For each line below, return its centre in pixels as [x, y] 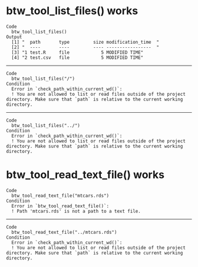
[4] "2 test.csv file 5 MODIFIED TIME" [77, 57]
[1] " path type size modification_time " [85, 42]
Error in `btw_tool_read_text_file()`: [60, 206]
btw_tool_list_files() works [72, 11]
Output [14, 37]
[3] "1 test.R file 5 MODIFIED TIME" [77, 52]
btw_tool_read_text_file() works [85, 175]
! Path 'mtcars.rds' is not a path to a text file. [76, 211]
